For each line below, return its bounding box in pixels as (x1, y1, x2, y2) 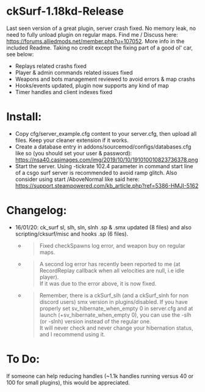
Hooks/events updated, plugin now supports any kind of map (15, 81, 169, 89)
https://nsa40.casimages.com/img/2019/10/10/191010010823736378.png (15, 156, 198, 163)
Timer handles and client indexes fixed (15, 88, 113, 95)
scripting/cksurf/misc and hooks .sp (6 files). (15, 230, 129, 237)
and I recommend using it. (39, 330, 106, 338)
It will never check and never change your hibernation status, (39, 324, 193, 331)
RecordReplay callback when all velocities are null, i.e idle (39, 267, 185, 274)
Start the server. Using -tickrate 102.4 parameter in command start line (15, 162, 193, 169)
